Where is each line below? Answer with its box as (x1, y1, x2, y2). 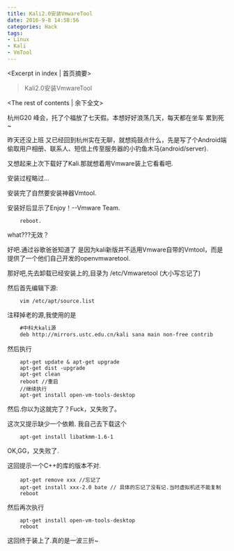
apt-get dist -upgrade (19, 364, 86, 371)
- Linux (7, 36, 30, 43)
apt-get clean (19, 371, 61, 378)
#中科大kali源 (19, 325, 56, 332)
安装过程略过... (7, 173, 50, 182)
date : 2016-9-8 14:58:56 (7, 17, 79, 24)
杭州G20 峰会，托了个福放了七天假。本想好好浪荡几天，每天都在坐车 (7, 113, 204, 122)
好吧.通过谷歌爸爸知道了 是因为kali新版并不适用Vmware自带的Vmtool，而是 (7, 245, 224, 254)
